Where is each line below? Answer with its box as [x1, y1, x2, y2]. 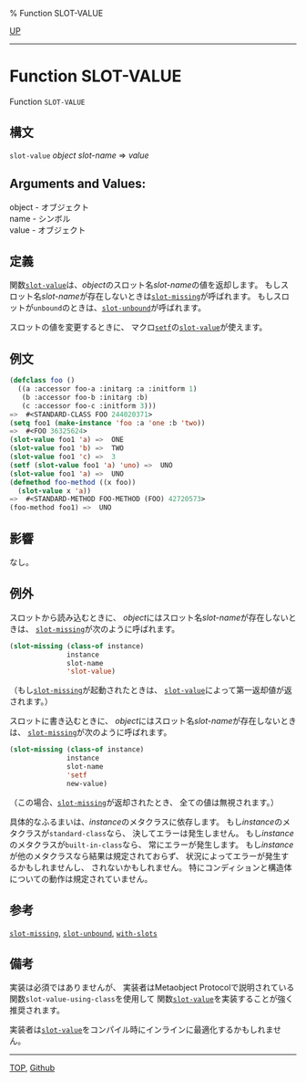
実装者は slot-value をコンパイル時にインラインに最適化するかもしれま [9, 1024, 274, 1035]
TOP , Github [9, 1063, 56, 1074]
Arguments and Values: [9, 176, 147, 192]
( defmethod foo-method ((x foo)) [9, 478, 137, 487]
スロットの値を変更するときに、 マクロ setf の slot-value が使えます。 [9, 321, 268, 332]
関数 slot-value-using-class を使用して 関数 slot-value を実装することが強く [9, 993, 294, 1004]
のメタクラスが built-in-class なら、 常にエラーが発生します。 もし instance [9, 839, 294, 850]
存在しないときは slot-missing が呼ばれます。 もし [87, 291, 274, 302]
